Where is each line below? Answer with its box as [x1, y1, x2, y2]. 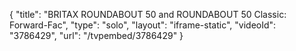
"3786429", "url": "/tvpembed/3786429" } [9, 30, 184, 41]
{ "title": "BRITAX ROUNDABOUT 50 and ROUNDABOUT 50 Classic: [9, 9, 287, 20]
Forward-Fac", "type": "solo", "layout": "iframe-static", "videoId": [9, 19, 277, 31]
